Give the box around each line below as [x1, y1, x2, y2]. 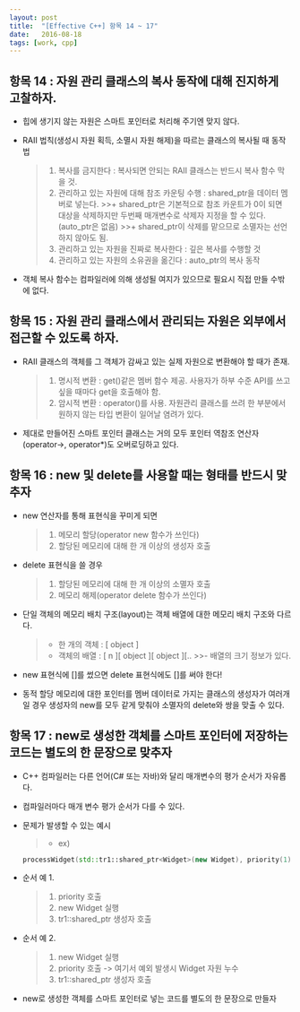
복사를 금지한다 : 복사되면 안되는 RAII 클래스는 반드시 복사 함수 [57, 165, 276, 176]
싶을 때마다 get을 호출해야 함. [57, 386, 161, 397]
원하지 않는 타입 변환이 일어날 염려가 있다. [57, 409, 204, 420]
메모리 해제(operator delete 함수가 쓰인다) [57, 589, 208, 601]
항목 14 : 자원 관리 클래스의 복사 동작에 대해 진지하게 [9, 74, 279, 89]
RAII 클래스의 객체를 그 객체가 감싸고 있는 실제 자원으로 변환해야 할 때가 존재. [21, 356, 290, 367]
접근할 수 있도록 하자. [9, 331, 119, 346]
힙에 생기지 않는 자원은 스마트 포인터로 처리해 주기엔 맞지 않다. [21, 116, 240, 126]
